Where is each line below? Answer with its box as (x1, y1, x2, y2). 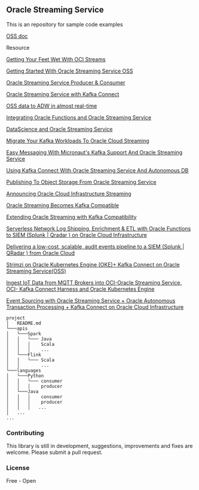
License (6, 464, 30, 472)
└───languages (6, 367, 42, 374)
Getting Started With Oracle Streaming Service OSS (6, 67, 133, 74)
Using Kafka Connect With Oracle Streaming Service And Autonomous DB (6, 166, 189, 174)
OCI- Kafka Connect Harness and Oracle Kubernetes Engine (6, 285, 155, 292)
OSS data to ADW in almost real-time (6, 102, 97, 109)
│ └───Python (6, 372, 44, 379)
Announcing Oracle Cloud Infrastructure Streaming (6, 190, 131, 197)
